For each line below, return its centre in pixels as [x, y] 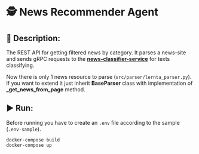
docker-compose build [33, 140]
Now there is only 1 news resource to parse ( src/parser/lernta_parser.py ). [99, 77]
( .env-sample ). [24, 129]
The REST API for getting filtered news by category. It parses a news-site [96, 53]
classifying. [20, 65]
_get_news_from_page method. [46, 90]
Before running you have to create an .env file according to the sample [93, 122]
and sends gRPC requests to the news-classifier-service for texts [88, 59]
